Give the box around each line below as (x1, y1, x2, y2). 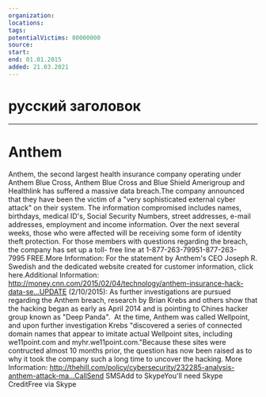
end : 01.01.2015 (8, 56, 62, 64)
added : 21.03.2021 (8, 63, 69, 71)
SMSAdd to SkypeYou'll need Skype (105, 371, 223, 380)
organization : (8, 11, 55, 20)
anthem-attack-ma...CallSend (8, 371, 104, 380)
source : (8, 41, 34, 49)
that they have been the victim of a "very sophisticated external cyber (8, 195, 236, 204)
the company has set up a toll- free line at (8, 244, 145, 254)
